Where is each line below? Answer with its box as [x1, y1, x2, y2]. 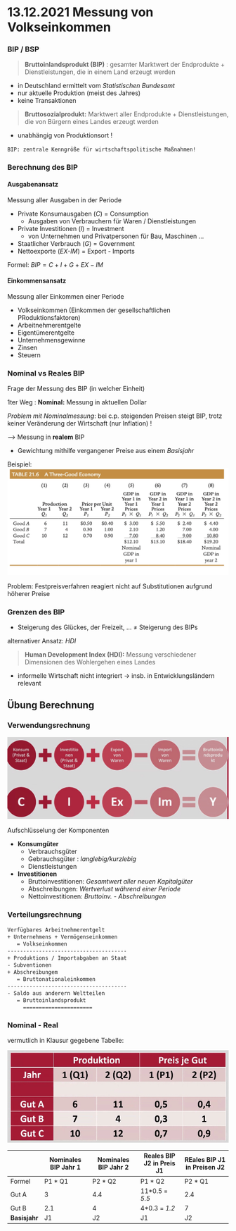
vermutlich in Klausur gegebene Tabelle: [7, 1037, 124, 1045]
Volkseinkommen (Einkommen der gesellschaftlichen [17, 306, 171, 314]
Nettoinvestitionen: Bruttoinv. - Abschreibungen [27, 892, 166, 901]
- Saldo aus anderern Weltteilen [7, 990, 105, 997]
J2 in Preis [143, 1159, 176, 1168]
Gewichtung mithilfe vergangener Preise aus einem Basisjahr [17, 447, 195, 455]
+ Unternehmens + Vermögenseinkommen [7, 934, 118, 941]
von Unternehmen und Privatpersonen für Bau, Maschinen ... [27, 232, 204, 240]
